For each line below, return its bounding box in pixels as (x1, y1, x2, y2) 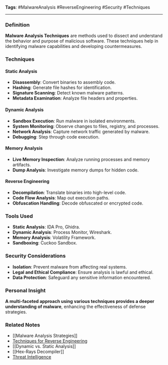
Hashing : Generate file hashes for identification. (12, 84, 112, 90)
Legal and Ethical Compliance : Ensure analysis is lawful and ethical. (12, 269, 154, 275)
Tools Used (5, 212, 33, 219)
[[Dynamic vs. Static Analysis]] (12, 343, 76, 349)
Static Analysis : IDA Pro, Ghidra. (12, 224, 80, 230)
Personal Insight (5, 287, 46, 294)
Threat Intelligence (12, 354, 51, 360)
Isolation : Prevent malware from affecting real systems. (12, 263, 127, 269)
